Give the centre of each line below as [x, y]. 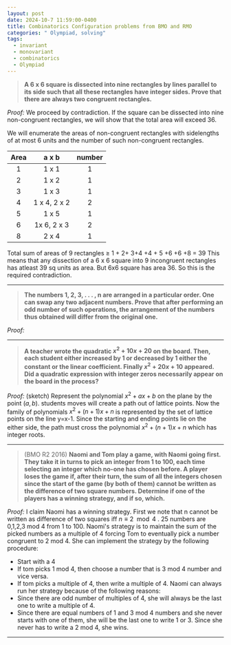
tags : [15, 39]
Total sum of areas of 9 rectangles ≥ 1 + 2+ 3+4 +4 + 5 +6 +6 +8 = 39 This [113, 253]
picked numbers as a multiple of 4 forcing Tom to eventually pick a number [113, 533]
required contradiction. [40, 275]
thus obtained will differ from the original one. [91, 317]
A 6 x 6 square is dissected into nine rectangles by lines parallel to [120, 84]
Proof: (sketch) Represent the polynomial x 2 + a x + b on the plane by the [110, 395]
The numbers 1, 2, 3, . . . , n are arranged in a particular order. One [119, 295]
